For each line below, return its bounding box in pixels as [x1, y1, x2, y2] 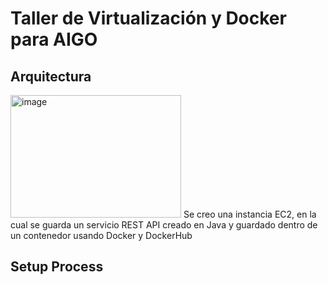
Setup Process [10, 258, 104, 276]
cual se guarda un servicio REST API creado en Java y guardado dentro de [10, 219, 318, 231]
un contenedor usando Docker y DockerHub [10, 230, 193, 241]
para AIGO [10, 28, 98, 51]
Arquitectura [10, 68, 92, 85]
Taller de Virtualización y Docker [10, 7, 287, 30]
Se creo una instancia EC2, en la [183, 208, 317, 220]
